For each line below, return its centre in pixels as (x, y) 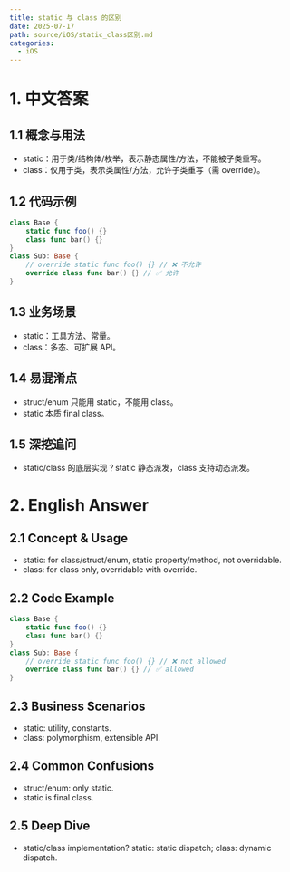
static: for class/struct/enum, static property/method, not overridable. (152, 560)
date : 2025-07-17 (42, 26)
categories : (32, 43)
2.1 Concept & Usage (69, 538)
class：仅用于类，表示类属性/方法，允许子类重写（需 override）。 (144, 170)
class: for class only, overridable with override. (110, 570)
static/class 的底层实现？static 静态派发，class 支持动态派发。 (139, 468)
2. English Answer (79, 505)
